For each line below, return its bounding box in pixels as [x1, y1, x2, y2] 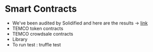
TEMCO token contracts [12, 25, 64, 31]
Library [12, 36, 28, 42]
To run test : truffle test [12, 41, 61, 47]
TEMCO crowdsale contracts [12, 31, 73, 37]
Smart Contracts [5, 3, 78, 15]
